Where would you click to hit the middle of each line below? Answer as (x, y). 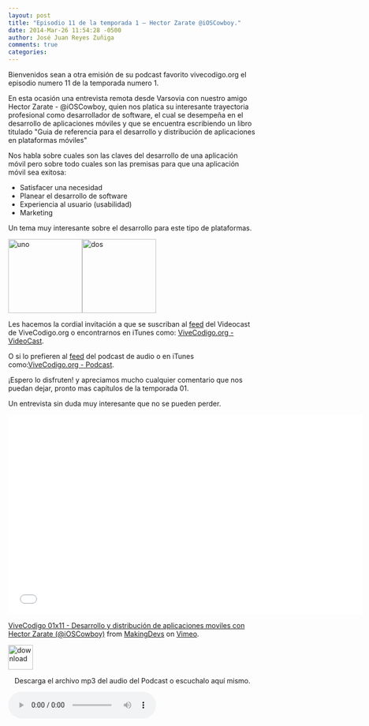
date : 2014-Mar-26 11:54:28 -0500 (65, 30)
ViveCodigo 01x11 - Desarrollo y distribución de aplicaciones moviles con (127, 625)
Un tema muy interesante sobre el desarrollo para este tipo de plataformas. (130, 228)
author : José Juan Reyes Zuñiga (61, 37)
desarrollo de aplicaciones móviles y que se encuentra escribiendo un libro (130, 123)
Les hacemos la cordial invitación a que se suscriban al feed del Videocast (129, 324)
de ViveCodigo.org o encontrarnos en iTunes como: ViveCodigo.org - (121, 333)
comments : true (33, 45)
